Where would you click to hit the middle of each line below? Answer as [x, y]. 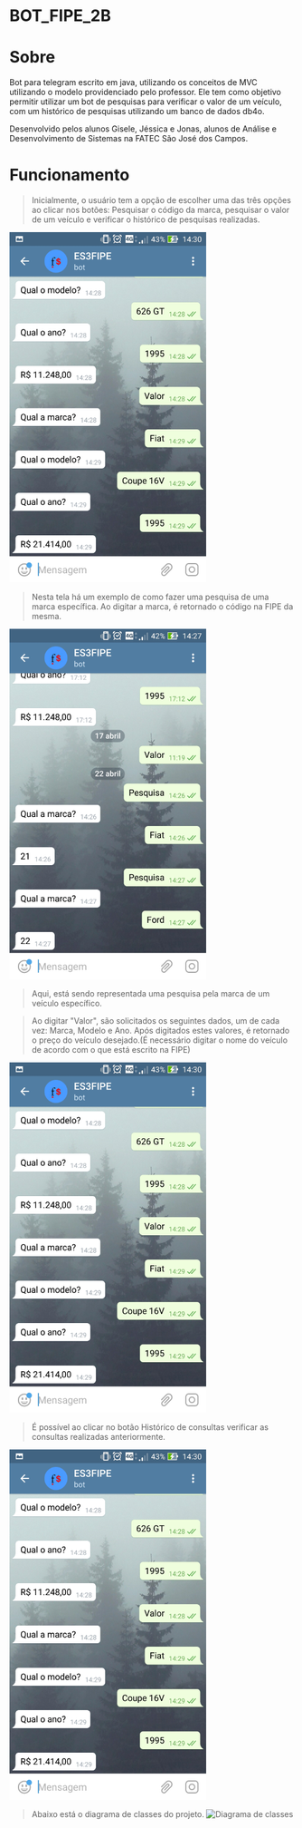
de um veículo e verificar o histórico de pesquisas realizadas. [146, 219]
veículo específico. [66, 1004]
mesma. [46, 617]
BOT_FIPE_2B [60, 16]
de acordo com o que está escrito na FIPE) [111, 1050]
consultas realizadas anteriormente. [98, 1437]
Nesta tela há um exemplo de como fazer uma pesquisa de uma [150, 597]
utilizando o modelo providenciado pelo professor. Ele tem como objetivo [146, 92]
